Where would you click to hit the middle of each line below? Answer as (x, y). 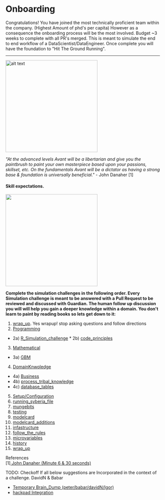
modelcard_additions (34, 422)
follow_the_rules (29, 433)
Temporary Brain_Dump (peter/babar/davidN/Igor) (63, 487)
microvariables (28, 438)
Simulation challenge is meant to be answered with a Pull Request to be (80, 298)
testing (20, 412)
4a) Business (26, 376)
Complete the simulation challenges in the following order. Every (73, 293)
